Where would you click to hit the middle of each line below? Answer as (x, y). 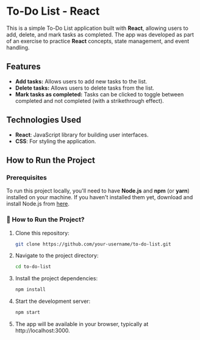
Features (23, 67)
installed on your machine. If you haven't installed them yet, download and (100, 197)
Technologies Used (44, 120)
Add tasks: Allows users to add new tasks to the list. (81, 81)
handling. (18, 48)
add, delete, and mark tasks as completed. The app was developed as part (100, 34)
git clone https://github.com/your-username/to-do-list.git (93, 244)
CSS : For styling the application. (55, 141)
